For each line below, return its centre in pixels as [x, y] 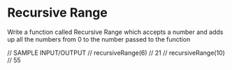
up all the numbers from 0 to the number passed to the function [99, 39]
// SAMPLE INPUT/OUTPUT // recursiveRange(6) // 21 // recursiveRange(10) [116, 53]
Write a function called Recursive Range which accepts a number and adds [115, 32]
